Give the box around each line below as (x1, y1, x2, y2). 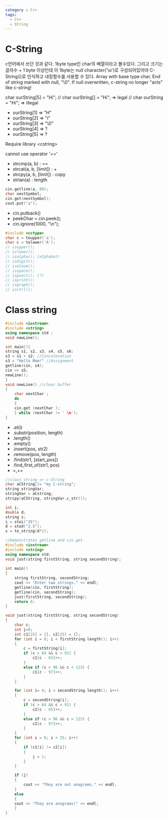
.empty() (12, 440, 31, 446)
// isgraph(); (5, 282, 36, 288)
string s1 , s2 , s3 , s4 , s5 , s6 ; (5, 349, 74, 354)
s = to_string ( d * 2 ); (5, 528, 49, 534)
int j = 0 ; (14, 627, 33, 632)
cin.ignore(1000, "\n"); (12, 221, 59, 227)
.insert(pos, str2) (12, 446, 48, 452)
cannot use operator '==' (5, 151, 58, 157)
